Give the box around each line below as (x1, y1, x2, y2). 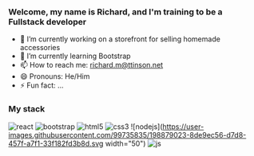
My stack (8, 103, 46, 115)
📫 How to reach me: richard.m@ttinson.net (19, 60, 164, 70)
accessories (19, 43, 61, 53)
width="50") (105, 138, 146, 148)
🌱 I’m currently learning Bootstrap (19, 51, 131, 61)
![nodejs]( (130, 122, 163, 131)
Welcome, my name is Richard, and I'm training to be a (8, 6, 223, 18)
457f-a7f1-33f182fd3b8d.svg (8, 138, 104, 148)
